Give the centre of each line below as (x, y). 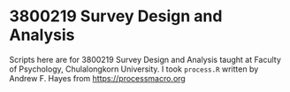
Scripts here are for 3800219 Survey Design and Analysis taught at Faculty (145, 59)
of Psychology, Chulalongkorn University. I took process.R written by (134, 69)
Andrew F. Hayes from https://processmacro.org (97, 78)
